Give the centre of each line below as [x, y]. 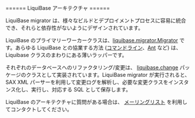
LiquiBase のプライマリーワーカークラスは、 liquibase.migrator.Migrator [92, 40]
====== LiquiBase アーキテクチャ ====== [58, 8]
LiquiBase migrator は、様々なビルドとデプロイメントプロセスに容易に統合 [96, 21]
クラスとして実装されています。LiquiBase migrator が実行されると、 [108, 75]
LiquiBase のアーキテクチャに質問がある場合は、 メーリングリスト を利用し [96, 102]
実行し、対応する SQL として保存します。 [81, 90]
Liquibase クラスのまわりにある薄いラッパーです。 [66, 55]
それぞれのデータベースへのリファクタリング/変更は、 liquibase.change [92, 68]
